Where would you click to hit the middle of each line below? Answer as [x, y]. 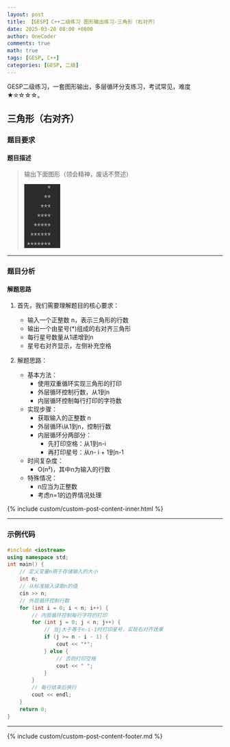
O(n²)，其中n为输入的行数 [74, 470]
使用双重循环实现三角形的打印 [79, 384]
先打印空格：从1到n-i [77, 444]
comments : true [29, 44]
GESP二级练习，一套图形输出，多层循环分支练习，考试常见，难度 [99, 87]
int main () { [26, 564]
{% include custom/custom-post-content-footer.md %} [85, 736]
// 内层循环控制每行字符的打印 [69, 615]
